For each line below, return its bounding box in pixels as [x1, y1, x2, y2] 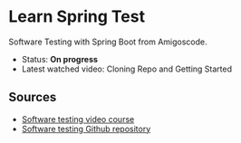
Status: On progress [21, 53, 99, 64]
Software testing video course [21, 113, 135, 124]
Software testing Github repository [21, 123, 151, 134]
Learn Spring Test [8, 6, 146, 27]
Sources [8, 90, 57, 105]
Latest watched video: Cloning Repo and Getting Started [21, 63, 233, 74]
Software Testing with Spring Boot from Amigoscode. [8, 36, 207, 47]
